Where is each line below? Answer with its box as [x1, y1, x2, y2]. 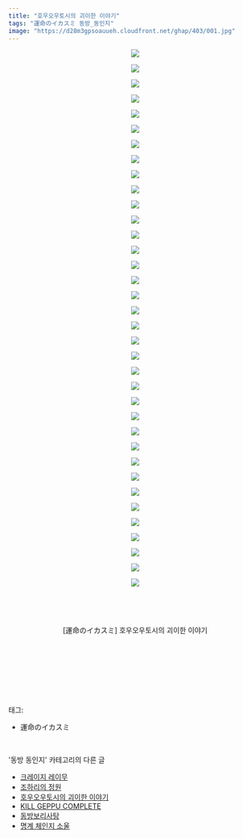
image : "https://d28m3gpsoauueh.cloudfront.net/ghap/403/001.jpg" [8, 27, 236, 35]
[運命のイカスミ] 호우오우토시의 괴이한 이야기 [63, 626, 208, 636]
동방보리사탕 [19, 811, 60, 821]
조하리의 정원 [19, 782, 62, 792]
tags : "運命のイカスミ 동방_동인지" [8, 19, 114, 27]
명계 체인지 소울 [19, 821, 70, 831]
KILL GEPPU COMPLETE [19, 802, 102, 811]
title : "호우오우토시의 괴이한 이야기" [8, 11, 120, 20]
